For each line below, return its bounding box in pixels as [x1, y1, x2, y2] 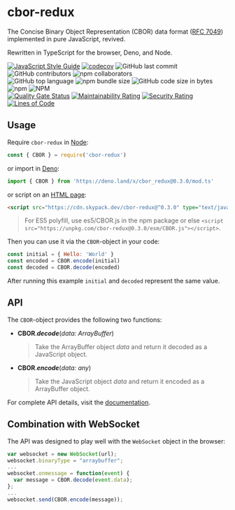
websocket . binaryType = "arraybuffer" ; [7, 457, 124, 464]
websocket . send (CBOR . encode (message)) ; [7, 496, 124, 503]
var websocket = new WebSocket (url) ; [7, 451, 117, 458]
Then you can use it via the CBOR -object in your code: [7, 237, 160, 246]
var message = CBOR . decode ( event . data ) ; [13, 476, 133, 483]
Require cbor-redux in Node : [7, 138, 89, 146]
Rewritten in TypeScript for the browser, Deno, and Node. [7, 48, 173, 57]
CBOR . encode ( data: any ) [17, 363, 92, 371]
